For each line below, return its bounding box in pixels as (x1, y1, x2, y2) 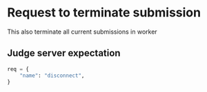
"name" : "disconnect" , (19, 72, 85, 79)
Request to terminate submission (7, 5, 201, 21)
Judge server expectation (7, 47, 121, 59)
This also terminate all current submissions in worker (7, 27, 157, 36)
